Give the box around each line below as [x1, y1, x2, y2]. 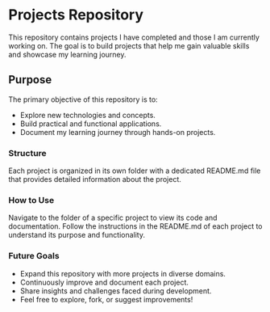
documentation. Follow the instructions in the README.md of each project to [8, 221, 263, 231]
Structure [8, 147, 47, 158]
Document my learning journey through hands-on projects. [19, 127, 216, 137]
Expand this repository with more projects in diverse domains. [19, 268, 226, 278]
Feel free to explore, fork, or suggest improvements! [19, 294, 193, 304]
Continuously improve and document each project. [19, 277, 189, 287]
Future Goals [8, 251, 60, 262]
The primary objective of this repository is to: [8, 95, 159, 104]
